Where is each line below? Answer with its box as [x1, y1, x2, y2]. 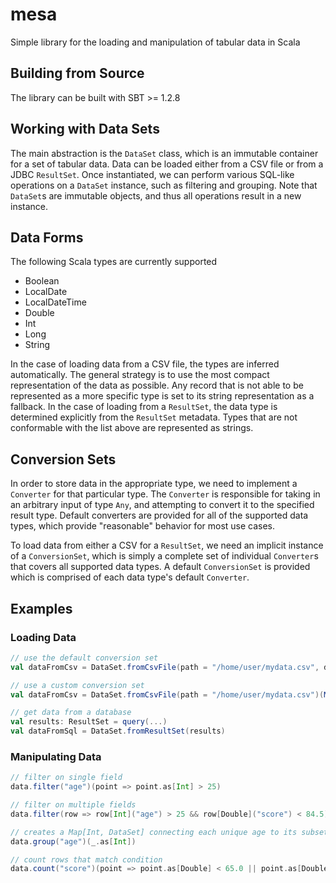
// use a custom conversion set [10, 680, 145, 690]
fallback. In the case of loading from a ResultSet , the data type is [10, 401, 278, 413]
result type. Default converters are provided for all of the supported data [10, 509, 309, 522]
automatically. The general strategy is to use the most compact [10, 369, 270, 381]
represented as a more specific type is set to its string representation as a [10, 390, 315, 402]
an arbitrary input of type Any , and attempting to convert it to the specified [10, 499, 315, 511]
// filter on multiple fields [10, 800, 137, 810]
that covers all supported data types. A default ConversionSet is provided [10, 561, 311, 573]
